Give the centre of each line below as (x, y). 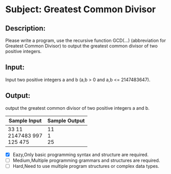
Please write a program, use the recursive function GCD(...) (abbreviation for (86, 40)
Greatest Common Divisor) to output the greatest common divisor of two (82, 46)
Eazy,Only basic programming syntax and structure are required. (81, 155)
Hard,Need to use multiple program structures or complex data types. (86, 166)
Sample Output (66, 120)
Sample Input (25, 120)
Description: (26, 28)
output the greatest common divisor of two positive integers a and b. (77, 108)
